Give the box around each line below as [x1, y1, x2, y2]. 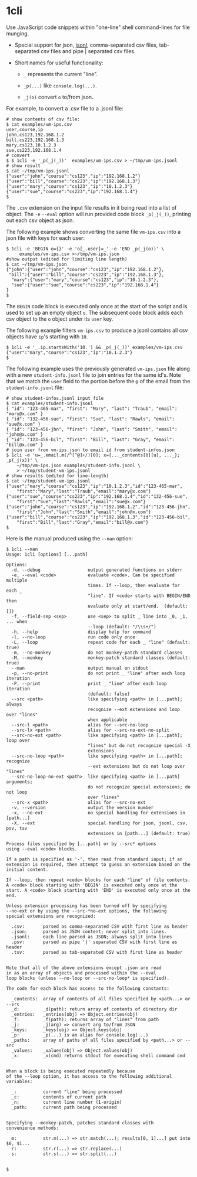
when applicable [87, 716, 128, 723]
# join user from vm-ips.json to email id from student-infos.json [6, 447, 175, 453]
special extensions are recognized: [6, 913, 96, 919]
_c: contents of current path [11, 1094, 107, 1100]
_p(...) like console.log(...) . [23, 81, 97, 89]
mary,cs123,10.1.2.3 [6, 142, 57, 148]
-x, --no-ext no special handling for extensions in [11, 810, 185, 816]
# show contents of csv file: [6, 116, 81, 122]
